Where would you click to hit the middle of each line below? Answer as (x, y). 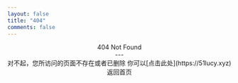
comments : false (31, 27)
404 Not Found (119, 48)
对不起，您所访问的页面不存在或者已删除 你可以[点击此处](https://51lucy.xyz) (119, 63)
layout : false (28, 14)
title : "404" (27, 21)
